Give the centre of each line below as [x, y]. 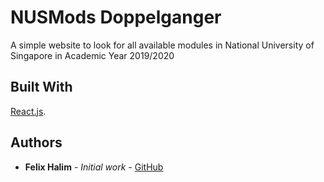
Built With [41, 87]
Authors [36, 142]
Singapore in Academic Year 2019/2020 [92, 55]
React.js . [28, 111]
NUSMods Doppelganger [116, 17]
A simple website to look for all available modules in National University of [162, 45]
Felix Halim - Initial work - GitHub [94, 167]
